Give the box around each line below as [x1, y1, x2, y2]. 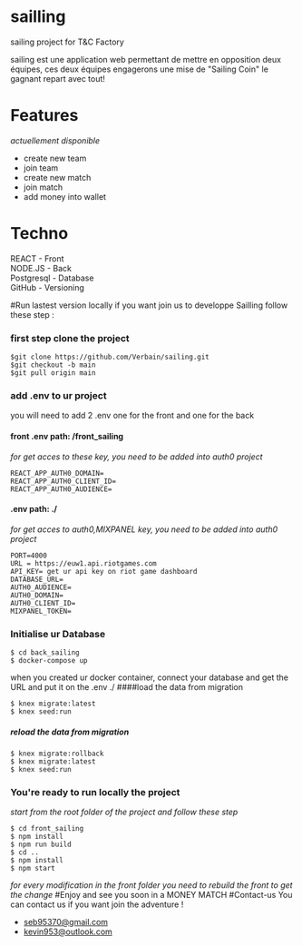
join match [23, 182, 63, 192]
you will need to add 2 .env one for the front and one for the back [10, 410, 255, 421]
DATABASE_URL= [10, 575, 64, 584]
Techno [10, 223, 69, 244]
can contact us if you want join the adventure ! [10, 899, 184, 910]
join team [23, 162, 59, 173]
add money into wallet [23, 191, 107, 202]
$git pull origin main [10, 369, 96, 378]
